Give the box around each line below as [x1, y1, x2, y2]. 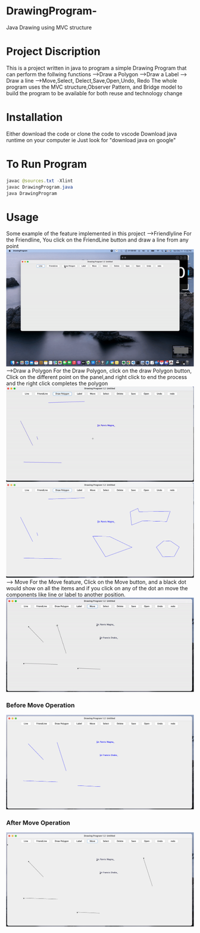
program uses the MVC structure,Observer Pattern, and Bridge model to [6, 83, 183, 90]
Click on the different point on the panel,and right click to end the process [6, 374, 187, 381]
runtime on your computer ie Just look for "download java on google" [6, 136, 176, 143]
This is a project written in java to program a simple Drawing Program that [6, 64, 187, 71]
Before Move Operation [6, 701, 75, 709]
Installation [6, 111, 63, 124]
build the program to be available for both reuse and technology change [6, 89, 183, 96]
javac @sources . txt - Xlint [6, 177, 73, 184]
